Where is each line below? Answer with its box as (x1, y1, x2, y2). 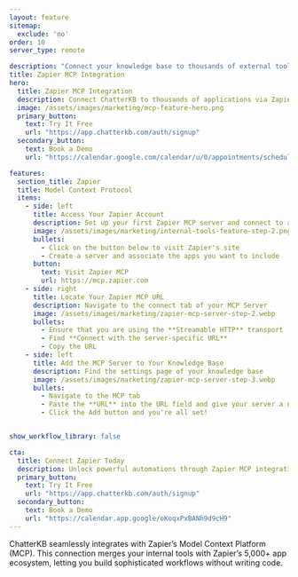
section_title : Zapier (17, 177, 101, 186)
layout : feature (9, 12, 69, 22)
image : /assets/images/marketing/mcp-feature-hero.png (17, 103, 224, 112)
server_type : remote (9, 46, 86, 55)
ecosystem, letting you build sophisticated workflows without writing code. (9, 557, 284, 568)
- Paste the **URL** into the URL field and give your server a (41, 400, 284, 409)
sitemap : (9, 21, 42, 30)
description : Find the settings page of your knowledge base (32, 367, 264, 375)
